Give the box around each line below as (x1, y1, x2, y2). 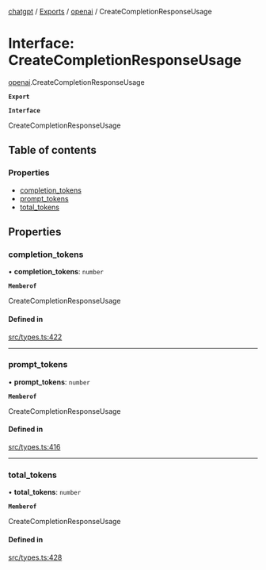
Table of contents (8, 143, 97, 157)
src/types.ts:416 (8, 442, 61, 452)
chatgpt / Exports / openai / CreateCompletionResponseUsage (8, 7, 212, 16)
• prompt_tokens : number (8, 377, 91, 387)
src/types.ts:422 (8, 332, 63, 342)
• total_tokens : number (8, 488, 82, 497)
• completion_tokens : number (8, 267, 104, 277)
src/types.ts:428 (8, 553, 63, 562)
